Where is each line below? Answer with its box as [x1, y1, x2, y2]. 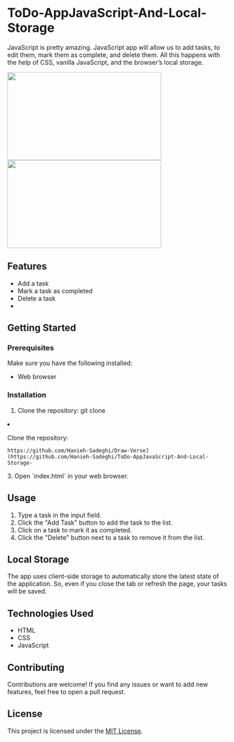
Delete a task [17, 294, 56, 302]
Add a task [17, 279, 49, 288]
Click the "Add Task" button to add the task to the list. [17, 518, 174, 527]
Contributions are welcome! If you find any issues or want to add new [7, 680, 209, 689]
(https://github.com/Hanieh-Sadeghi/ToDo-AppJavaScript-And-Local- [7, 453, 209, 460]
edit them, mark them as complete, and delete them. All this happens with [7, 51, 221, 59]
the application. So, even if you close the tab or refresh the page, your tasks [7, 580, 228, 588]
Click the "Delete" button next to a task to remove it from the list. [17, 533, 205, 542]
